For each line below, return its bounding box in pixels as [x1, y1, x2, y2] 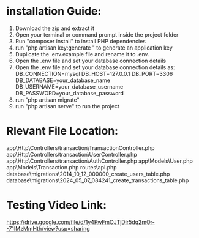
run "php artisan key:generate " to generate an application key [15, 44, 173, 51]
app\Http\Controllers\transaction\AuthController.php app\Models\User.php [6, 157, 193, 165]
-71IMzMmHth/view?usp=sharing [6, 225, 90, 232]
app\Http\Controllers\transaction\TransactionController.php [6, 144, 155, 151]
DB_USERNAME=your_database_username [15, 83, 124, 90]
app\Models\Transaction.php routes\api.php [6, 163, 118, 171]
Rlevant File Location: [6, 124, 118, 138]
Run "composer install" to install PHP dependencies [15, 37, 146, 45]
